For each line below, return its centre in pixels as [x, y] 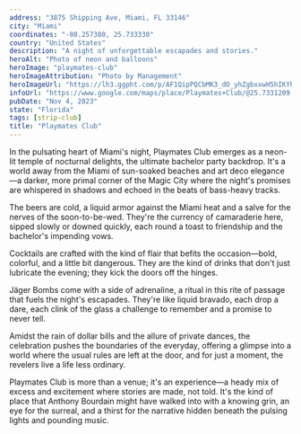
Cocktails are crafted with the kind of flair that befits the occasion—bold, [143, 253]
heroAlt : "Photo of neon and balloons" [84, 59]
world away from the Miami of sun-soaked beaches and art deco [129, 171]
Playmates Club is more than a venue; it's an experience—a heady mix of [144, 382]
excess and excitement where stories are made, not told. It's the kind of [141, 391]
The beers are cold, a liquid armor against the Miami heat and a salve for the [150, 207]
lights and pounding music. [59, 420]
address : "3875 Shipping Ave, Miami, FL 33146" [100, 18]
